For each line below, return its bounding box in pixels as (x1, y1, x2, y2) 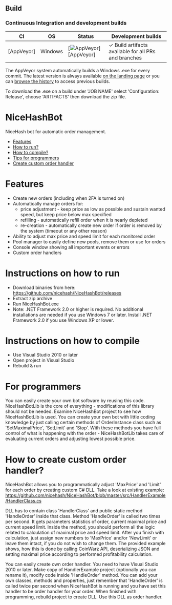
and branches (108, 54, 142, 61)
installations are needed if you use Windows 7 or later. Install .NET (12, 311, 153, 318)
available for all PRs (108, 48, 156, 55)
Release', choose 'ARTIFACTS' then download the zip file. (5, 93, 126, 99)
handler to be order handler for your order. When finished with (5, 589, 137, 595)
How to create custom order (5, 453, 127, 465)
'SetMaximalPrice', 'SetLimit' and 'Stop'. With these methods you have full (5, 425, 161, 431)
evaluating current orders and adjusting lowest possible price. (5, 435, 136, 442)
